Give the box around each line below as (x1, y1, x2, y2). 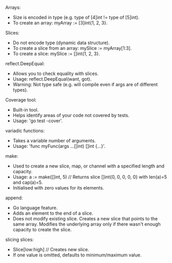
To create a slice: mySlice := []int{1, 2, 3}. (12, 51, 100, 57)
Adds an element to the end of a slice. (12, 210, 93, 216)
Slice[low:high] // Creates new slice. (12, 247, 89, 252)
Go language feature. (12, 205, 58, 211)
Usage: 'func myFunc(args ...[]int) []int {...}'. (12, 143, 106, 149)
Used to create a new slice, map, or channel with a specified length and (12, 163, 165, 169)
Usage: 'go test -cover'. (12, 118, 63, 124)
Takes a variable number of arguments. (12, 138, 96, 143)
